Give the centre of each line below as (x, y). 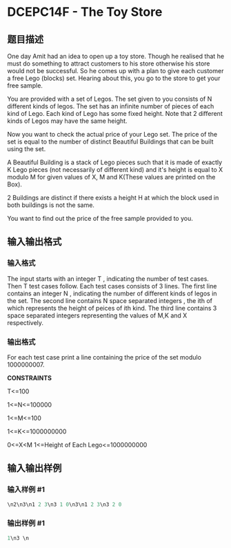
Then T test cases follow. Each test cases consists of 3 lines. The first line (112, 286)
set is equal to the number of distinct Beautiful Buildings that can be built (110, 141)
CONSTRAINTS (29, 378)
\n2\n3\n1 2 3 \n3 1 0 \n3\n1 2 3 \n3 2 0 (64, 505)
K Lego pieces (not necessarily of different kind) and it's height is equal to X (115, 169)
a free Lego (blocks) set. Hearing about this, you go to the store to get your (114, 78)
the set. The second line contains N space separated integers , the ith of (110, 300)
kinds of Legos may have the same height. (67, 121)
